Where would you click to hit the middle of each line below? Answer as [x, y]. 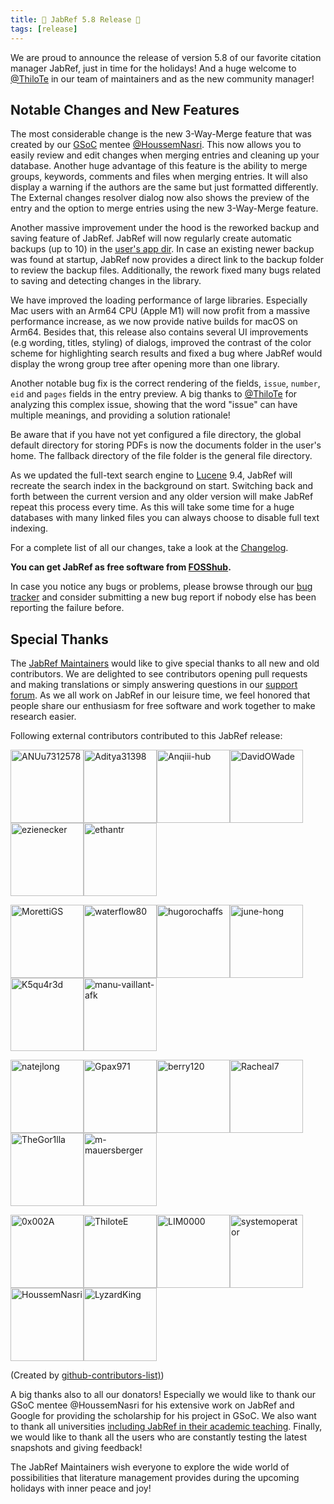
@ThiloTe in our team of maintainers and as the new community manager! [162, 78]
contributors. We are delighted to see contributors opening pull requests [159, 674]
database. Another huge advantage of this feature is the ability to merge [159, 166]
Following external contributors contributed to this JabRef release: [146, 736]
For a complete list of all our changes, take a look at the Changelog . [149, 548]
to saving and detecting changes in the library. [106, 281]
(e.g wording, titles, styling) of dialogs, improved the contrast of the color [161, 343]
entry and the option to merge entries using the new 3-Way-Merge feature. [164, 208]
